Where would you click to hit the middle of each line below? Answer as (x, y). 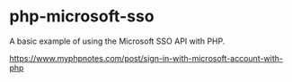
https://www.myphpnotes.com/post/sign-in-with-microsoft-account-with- (146, 58)
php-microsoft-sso (82, 16)
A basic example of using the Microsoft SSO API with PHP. (117, 41)
